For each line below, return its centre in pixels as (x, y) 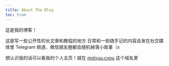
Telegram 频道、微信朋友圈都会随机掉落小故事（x (68, 47)
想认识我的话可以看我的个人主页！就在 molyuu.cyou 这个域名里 (72, 58)
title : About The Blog (29, 10)
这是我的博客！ (21, 30)
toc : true (16, 15)
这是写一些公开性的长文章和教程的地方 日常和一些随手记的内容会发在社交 (82, 41)
